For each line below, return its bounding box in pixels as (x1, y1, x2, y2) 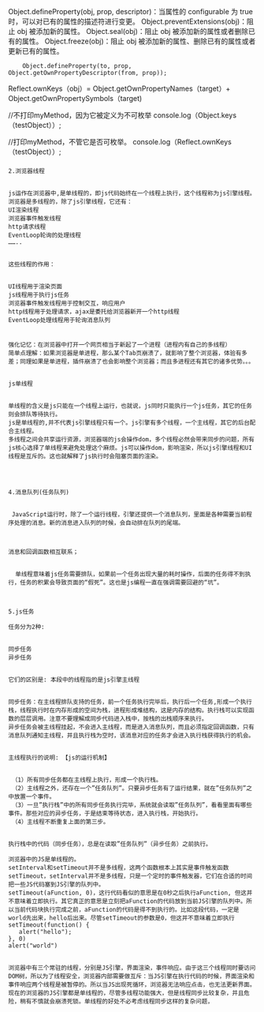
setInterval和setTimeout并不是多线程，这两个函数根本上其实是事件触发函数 (8, 864, 229, 872)
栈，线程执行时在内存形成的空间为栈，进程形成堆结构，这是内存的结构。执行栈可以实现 (8, 707, 249, 714)
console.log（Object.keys (153, 111, 237, 120)
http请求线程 (8, 223, 46, 231)
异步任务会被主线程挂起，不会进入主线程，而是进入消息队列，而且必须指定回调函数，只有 (8, 723, 255, 732)
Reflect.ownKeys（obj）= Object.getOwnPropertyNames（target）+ (8, 84, 231, 93)
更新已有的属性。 (8, 47, 64, 55)
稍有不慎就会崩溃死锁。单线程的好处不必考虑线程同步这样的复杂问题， (19, 998, 214, 1006)
